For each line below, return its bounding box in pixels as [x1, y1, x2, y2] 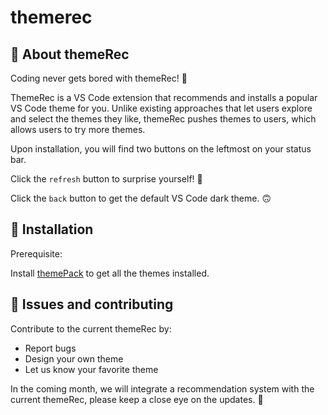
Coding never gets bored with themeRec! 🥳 [10, 72, 188, 84]
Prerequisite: [10, 247, 63, 260]
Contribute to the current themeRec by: [10, 322, 172, 335]
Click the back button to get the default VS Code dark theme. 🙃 [10, 192, 272, 204]
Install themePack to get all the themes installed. [10, 267, 210, 279]
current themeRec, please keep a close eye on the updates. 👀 [10, 393, 264, 405]
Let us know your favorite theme [24, 363, 159, 375]
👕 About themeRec [10, 46, 130, 63]
